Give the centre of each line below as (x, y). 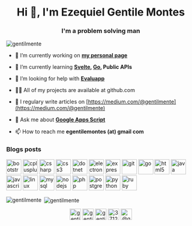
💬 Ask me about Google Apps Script (60, 120)
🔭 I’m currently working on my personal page (71, 56)
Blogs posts (24, 149)
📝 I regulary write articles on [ (51, 102)
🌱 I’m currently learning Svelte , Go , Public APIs (73, 67)
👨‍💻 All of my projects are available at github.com (75, 90)
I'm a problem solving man (101, 31)
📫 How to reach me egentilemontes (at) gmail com (79, 132)
